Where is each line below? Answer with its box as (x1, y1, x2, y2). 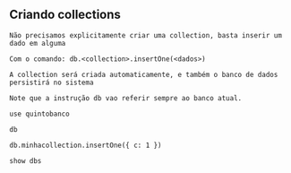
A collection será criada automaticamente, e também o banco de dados (9, 70, 278, 79)
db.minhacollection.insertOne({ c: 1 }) (9, 141, 163, 150)
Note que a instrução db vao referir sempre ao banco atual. (9, 93, 243, 102)
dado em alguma (9, 39, 66, 48)
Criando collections (9, 7, 121, 22)
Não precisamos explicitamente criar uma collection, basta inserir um (9, 30, 282, 39)
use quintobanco (9, 109, 70, 118)
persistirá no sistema (9, 78, 94, 87)
